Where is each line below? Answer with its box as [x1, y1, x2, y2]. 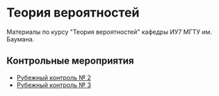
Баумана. [6, 35, 35, 43]
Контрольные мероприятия [6, 55, 134, 67]
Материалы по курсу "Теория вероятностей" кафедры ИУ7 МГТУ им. [6, 28, 213, 36]
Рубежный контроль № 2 [16, 73, 92, 81]
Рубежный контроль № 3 [16, 81, 92, 89]
